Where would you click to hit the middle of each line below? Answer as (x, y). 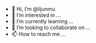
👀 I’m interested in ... (36, 15)
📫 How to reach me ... (38, 34)
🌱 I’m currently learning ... (42, 21)
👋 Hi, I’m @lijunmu (33, 9)
